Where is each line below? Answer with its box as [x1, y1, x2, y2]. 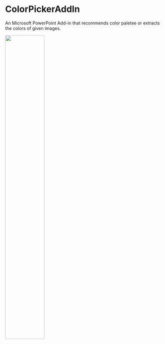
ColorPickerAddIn [5, 3, 81, 15]
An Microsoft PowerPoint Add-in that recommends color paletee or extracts [5, 20, 160, 26]
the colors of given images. [5, 25, 61, 31]
